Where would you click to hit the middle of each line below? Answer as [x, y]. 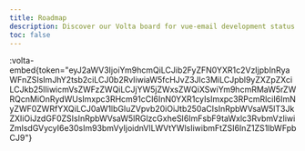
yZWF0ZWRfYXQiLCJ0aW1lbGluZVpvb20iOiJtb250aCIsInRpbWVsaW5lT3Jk [152, 109]
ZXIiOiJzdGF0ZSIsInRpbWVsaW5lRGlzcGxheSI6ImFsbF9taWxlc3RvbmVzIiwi [152, 118]
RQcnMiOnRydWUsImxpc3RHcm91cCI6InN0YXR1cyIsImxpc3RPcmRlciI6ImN [152, 99]
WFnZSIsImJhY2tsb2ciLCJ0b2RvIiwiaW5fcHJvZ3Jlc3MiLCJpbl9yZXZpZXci [151, 80]
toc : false [30, 35]
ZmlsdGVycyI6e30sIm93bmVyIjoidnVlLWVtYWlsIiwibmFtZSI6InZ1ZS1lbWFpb [153, 128]
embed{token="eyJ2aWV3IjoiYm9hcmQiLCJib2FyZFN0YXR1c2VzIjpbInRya [150, 70]
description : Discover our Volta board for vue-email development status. [154, 26]
